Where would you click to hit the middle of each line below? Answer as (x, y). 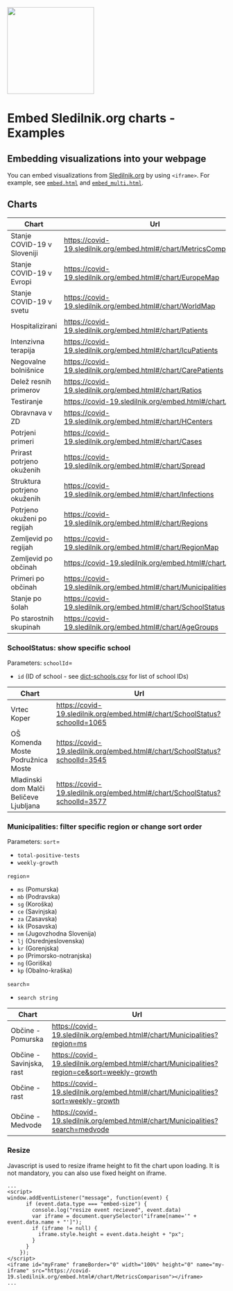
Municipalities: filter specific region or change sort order (105, 827)
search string (37, 998)
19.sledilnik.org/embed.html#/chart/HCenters (138, 421)
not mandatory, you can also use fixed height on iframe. (87, 1173)
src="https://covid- (62, 1271)
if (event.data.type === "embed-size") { (86, 1204)
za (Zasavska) (37, 919)
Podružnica (29, 760)
